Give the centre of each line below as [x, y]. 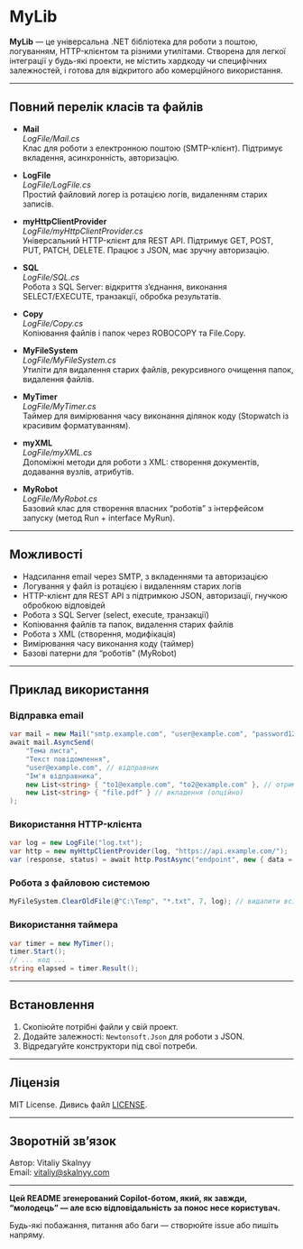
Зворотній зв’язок [63, 1141]
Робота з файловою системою [80, 883]
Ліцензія [35, 1083]
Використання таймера [64, 924]
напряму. [27, 1235]
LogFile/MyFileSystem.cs [69, 360]
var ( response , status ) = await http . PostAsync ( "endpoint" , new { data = [151, 860]
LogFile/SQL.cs [50, 277]
